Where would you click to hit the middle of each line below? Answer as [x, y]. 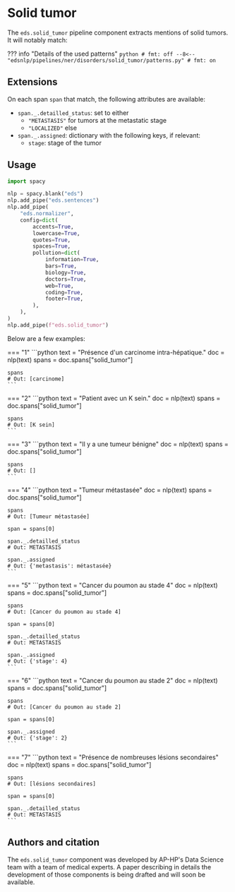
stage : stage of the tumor [65, 143]
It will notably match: [37, 40]
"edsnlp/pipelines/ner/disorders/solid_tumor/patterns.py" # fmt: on [112, 60]
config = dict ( [39, 220]
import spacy [26, 181]
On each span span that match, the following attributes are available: [107, 99]
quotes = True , [52, 240]
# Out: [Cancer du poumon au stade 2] [64, 707]
